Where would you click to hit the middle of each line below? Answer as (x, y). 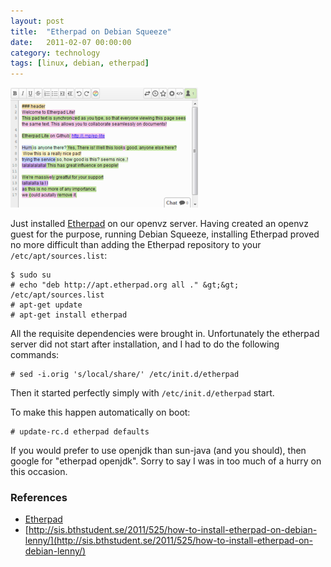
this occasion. (39, 472)
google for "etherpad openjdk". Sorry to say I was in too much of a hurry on (166, 461)
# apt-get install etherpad (69, 315)
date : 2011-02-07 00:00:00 (71, 42)
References (39, 498)
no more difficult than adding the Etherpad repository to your (136, 245)
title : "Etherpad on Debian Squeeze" (91, 31)
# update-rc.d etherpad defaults (80, 432)
